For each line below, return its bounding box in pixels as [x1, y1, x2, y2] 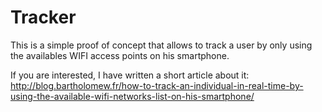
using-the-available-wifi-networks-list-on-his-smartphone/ [10, 90, 255, 102]
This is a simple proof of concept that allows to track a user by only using [10, 39, 313, 51]
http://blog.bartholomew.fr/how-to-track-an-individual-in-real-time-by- [10, 79, 304, 91]
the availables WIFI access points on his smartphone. [10, 49, 230, 61]
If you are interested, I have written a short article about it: [10, 69, 250, 81]
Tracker [10, 6, 77, 29]
